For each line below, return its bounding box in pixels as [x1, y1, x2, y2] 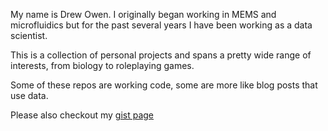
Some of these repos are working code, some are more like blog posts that [10, 79, 318, 91]
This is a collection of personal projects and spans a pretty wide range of [10, 49, 312, 61]
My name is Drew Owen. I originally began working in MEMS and [10, 9, 277, 20]
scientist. [10, 30, 48, 41]
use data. [10, 90, 49, 101]
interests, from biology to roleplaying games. [10, 60, 195, 71]
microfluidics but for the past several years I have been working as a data [10, 19, 313, 31]
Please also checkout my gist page [10, 109, 155, 121]
